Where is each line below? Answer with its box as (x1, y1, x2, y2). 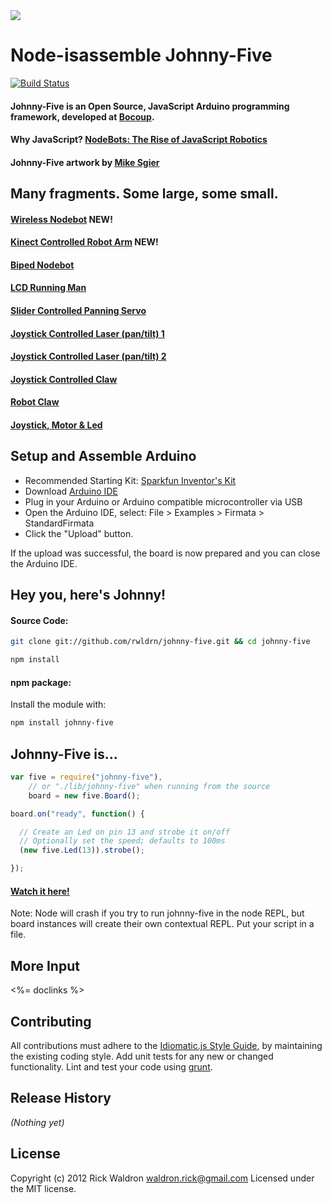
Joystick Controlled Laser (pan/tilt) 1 (10, 327, 165, 339)
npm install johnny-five (10, 718, 114, 728)
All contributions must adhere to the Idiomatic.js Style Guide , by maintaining (10, 1039, 323, 1051)
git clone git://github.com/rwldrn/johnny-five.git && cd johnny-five (10, 637, 311, 647)
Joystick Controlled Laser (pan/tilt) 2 (10, 350, 167, 363)
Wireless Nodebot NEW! (10, 213, 113, 225)
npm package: (10, 676, 72, 688)
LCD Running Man (10, 282, 87, 294)
